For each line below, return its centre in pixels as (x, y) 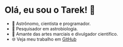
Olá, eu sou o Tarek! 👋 (50, 10)
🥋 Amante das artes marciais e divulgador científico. (65, 34)
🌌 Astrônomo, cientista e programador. (51, 23)
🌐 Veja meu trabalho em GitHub (44, 39)
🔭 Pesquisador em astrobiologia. (45, 28)
